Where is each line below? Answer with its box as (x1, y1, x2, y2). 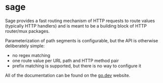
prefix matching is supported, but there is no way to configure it (12, 63, 141, 69)
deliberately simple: (5, 43, 45, 49)
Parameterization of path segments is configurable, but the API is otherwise (5, 37, 159, 43)
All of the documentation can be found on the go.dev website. (5, 72, 131, 78)
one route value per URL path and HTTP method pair (12, 57, 119, 63)
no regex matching (12, 52, 51, 58)
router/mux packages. (5, 28, 50, 34)
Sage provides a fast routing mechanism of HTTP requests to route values (5, 18, 155, 24)
